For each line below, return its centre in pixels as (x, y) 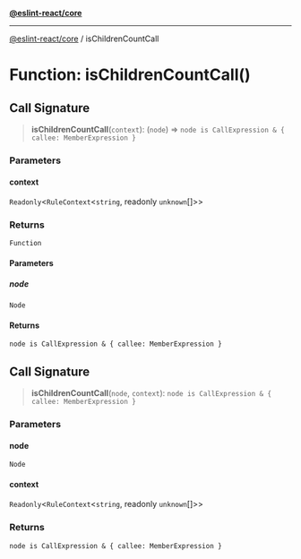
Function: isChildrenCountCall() (130, 75)
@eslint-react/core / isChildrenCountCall (84, 39)
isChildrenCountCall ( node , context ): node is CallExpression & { (151, 393)
